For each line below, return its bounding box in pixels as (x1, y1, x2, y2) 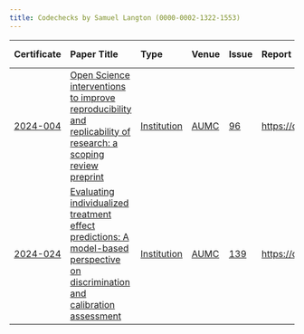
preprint (70, 170, 104, 183)
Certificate (14, 47, 62, 60)
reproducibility (70, 102, 132, 115)
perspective (70, 253, 121, 265)
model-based (70, 242, 129, 254)
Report (261, 47, 292, 60)
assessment (70, 310, 122, 322)
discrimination (70, 275, 131, 288)
